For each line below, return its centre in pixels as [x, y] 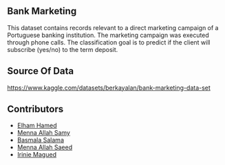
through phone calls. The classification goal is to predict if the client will [109, 42]
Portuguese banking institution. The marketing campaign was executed [108, 35]
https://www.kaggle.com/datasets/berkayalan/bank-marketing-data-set [109, 88]
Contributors [35, 109]
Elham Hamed [37, 125]
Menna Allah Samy [44, 133]
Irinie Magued [37, 155]
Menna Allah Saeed [45, 147]
